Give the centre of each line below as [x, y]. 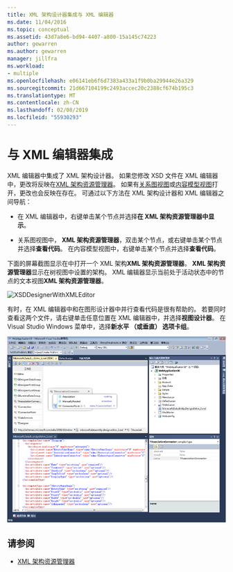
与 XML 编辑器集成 [60, 155]
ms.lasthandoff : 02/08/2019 [48, 110]
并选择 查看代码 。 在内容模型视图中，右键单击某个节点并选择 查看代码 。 [118, 248]
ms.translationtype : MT [42, 95]
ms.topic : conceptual [38, 29]
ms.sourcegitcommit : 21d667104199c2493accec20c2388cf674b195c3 [101, 88]
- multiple [23, 73]
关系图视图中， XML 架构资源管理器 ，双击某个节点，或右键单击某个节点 [120, 239]
